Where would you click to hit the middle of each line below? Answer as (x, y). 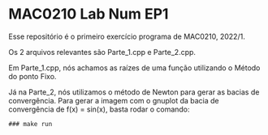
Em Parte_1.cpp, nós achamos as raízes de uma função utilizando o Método (134, 67)
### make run (30, 124)
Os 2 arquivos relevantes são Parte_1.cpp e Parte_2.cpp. (102, 52)
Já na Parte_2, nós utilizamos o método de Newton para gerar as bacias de (134, 92)
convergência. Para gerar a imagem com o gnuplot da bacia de (114, 100)
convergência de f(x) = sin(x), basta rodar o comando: (99, 109)
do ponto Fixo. (32, 76)
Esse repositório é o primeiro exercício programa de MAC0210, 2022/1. (127, 36)
